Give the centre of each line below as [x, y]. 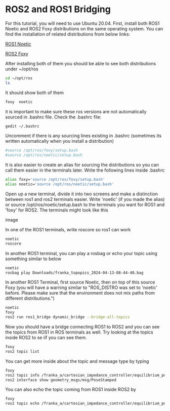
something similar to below [33, 259]
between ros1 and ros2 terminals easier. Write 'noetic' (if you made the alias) [85, 199]
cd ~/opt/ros [19, 78]
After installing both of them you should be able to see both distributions [81, 63]
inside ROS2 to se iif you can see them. [46, 338]
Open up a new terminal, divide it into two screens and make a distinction [82, 194]
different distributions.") [30, 298]
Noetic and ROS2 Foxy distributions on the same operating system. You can [84, 28]
